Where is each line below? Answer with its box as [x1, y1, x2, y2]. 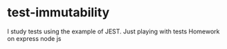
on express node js [7, 34, 62, 42]
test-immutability [7, 5, 110, 20]
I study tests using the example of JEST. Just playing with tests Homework [7, 27, 220, 35]
